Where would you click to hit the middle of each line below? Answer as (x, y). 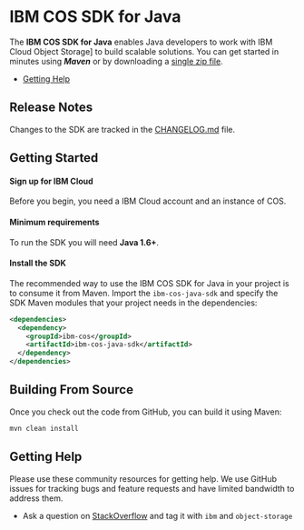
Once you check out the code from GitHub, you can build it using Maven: (146, 412)
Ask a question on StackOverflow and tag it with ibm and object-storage (157, 515)
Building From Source (72, 390)
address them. (36, 498)
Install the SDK (38, 263)
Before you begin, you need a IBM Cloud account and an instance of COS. (148, 201)
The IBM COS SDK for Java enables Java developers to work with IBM (141, 42)
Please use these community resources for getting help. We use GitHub (143, 478)
